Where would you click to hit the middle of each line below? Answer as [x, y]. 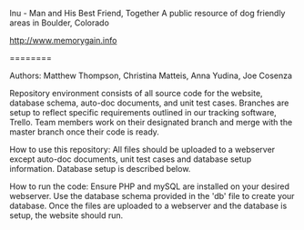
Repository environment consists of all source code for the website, [136, 93]
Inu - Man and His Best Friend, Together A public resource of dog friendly [147, 13]
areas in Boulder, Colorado [59, 23]
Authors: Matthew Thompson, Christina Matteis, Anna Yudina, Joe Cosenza [151, 75]
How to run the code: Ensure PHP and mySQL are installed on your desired [149, 186]
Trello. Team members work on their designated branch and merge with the [151, 122]
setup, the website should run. [66, 215]
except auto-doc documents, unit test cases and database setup [131, 159]
